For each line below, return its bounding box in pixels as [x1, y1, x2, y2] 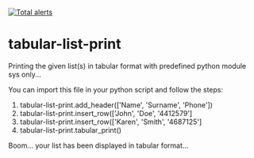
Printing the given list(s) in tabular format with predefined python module [8, 61, 247, 70]
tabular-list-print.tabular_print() [19, 125, 121, 134]
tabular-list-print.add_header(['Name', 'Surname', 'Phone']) [19, 100, 213, 110]
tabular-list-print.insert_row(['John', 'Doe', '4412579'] [19, 108, 193, 118]
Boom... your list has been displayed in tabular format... [8, 141, 189, 150]
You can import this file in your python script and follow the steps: [8, 85, 224, 94]
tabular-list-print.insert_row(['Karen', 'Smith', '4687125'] [19, 117, 202, 126]
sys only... [8, 70, 42, 79]
